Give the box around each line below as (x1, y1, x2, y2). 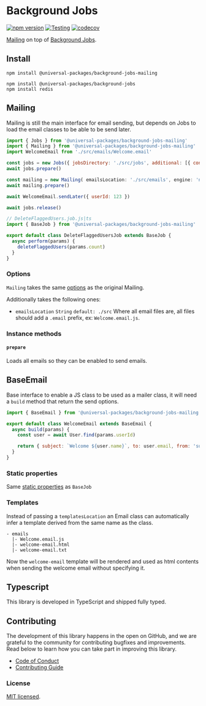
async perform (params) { (12, 238, 75, 244)
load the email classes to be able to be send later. (6, 125, 132, 133)
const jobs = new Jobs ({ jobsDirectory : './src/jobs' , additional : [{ (6, 160, 191, 166)
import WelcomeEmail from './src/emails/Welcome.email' (6, 149, 152, 155)
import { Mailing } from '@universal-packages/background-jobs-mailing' (6, 143, 196, 149)
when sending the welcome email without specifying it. (6, 564, 145, 572)
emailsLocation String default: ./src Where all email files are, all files (15, 308, 195, 315)
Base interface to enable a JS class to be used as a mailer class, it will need (6, 391, 197, 398)
